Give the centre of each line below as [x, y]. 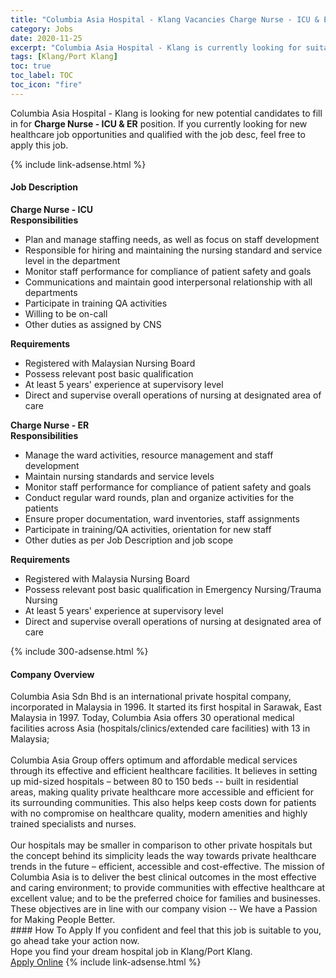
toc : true [31, 66]
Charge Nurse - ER [50, 425]
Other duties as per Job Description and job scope [129, 540]
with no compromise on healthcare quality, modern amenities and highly [159, 813]
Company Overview [52, 674]
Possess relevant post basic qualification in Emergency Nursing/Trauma [173, 589]
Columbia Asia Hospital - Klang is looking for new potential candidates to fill [166, 113]
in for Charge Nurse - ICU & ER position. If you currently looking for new [159, 123]
